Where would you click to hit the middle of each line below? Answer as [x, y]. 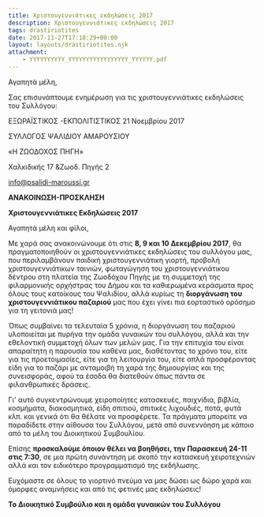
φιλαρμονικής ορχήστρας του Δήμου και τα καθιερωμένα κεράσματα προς [131, 285]
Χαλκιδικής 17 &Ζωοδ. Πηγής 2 [59, 167]
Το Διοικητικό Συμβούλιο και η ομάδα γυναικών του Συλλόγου [115, 504]
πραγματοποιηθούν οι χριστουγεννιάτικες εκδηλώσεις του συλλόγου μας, [130, 251]
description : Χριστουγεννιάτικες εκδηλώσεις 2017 [91, 23]
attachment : [28, 52]
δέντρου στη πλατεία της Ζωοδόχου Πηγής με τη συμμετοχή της [114, 276]
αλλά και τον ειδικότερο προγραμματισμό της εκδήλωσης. [104, 465]
